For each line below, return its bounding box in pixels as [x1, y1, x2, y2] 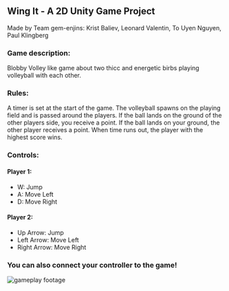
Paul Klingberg [7, 31, 49, 39]
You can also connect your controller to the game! [7, 260, 177, 270]
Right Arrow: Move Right [17, 243, 87, 251]
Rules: [7, 89, 29, 98]
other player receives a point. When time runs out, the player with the [7, 126, 204, 134]
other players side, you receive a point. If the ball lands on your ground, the [7, 118, 220, 127]
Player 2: [7, 213, 33, 222]
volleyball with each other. [7, 72, 81, 80]
